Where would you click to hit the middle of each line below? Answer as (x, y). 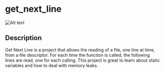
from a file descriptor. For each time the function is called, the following (78, 55)
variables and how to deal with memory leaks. (52, 65)
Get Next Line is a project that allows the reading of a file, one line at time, (80, 49)
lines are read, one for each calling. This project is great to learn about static (82, 60)
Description (23, 38)
